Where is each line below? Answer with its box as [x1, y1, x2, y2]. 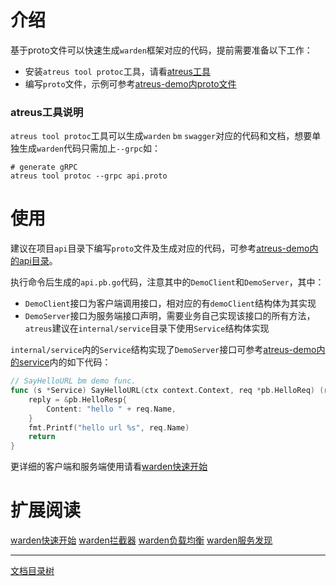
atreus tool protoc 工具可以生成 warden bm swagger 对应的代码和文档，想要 [10, 130, 313, 142]
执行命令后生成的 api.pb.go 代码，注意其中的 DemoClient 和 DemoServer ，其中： [10, 276, 325, 288]
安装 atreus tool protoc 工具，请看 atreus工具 [24, 65, 211, 77]
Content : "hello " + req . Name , [46, 404, 177, 414]
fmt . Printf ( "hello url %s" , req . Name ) [28, 422, 190, 433]
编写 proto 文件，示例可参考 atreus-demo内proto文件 [24, 77, 237, 90]
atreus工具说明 [10, 105, 84, 119]
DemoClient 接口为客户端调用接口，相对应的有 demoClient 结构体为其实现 [24, 297, 317, 310]
